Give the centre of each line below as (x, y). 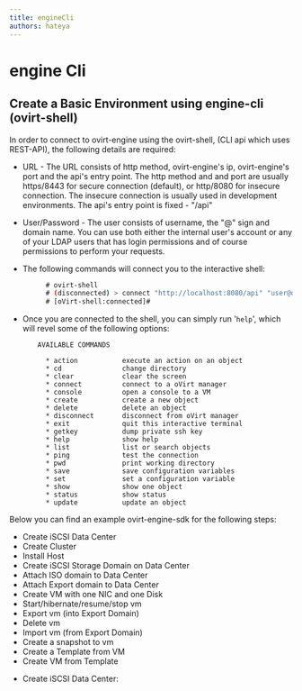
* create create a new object (122, 400)
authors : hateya (40, 26)
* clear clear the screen (116, 377)
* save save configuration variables (140, 471)
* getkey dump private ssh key (124, 432)
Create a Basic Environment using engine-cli (137, 104)
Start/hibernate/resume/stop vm (82, 604)
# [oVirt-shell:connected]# (98, 302)
